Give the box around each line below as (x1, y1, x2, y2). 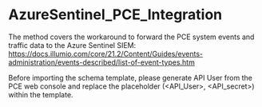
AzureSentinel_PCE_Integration (8, 6, 223, 24)
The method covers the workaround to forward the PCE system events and (8, 32, 255, 42)
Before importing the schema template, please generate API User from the (8, 73, 253, 82)
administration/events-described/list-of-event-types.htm (8, 57, 196, 67)
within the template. (8, 89, 73, 99)
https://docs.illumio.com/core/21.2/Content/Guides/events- (8, 49, 204, 58)
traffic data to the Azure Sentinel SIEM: (8, 40, 137, 50)
